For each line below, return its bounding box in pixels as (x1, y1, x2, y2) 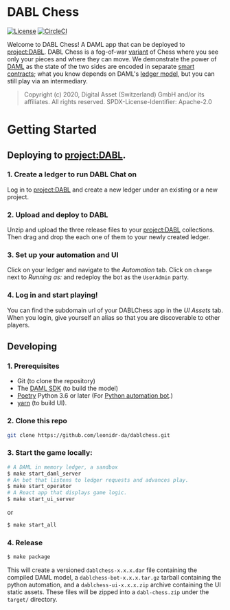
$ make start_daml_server (7, 470, 81, 477)
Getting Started (7, 122, 97, 138)
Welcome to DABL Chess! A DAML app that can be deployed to (7, 40, 185, 48)
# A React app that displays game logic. (7, 489, 128, 496)
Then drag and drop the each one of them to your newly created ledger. (7, 233, 211, 241)
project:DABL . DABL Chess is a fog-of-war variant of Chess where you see (7, 48, 219, 56)
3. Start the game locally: (7, 448, 93, 458)
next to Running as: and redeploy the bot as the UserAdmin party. (7, 273, 189, 281)
